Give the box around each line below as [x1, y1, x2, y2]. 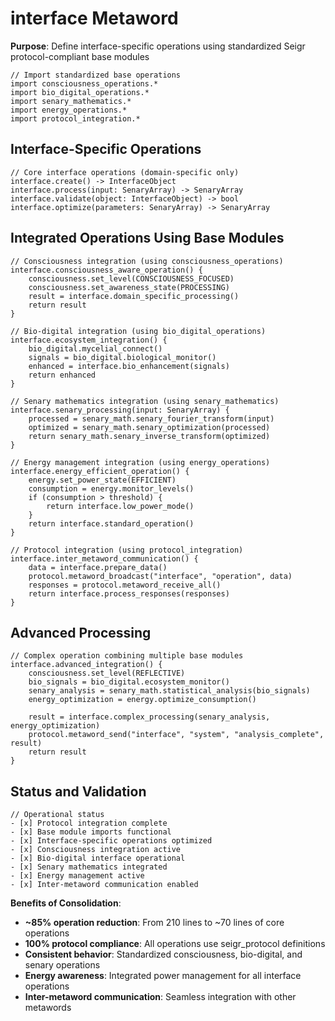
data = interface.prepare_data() [28, 562, 168, 572]
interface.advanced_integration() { [10, 660, 163, 670]
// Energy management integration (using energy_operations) [10, 457, 271, 467]
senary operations [24, 959, 101, 971]
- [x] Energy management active [10, 871, 145, 881]
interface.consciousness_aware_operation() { [10, 265, 203, 275]
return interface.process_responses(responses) [28, 588, 230, 599]
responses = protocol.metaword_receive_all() [28, 580, 222, 590]
